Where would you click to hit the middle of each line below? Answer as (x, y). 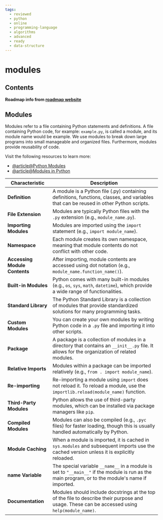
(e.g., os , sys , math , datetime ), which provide (102, 286)
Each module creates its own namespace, (100, 239)
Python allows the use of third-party (94, 400)
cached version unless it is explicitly (94, 452)
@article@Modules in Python (41, 171)
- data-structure (27, 46)
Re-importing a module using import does (100, 380)
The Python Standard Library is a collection (102, 300)
